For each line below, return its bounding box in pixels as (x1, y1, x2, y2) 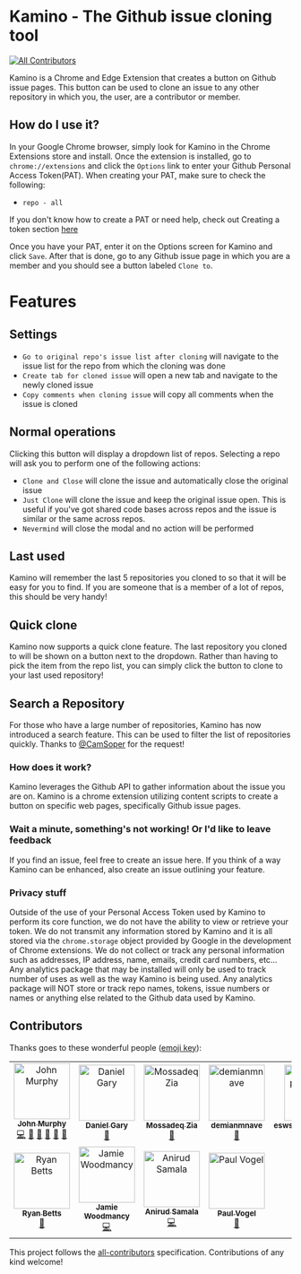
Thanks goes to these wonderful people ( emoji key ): (9, 1042, 202, 1053)
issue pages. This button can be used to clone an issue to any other (9, 82, 260, 92)
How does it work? (9, 760, 92, 773)
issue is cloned (21, 398, 78, 409)
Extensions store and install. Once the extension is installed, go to (9, 151, 252, 161)
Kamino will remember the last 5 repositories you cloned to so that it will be (9, 572, 287, 584)
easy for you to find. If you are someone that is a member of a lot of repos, (9, 582, 285, 593)
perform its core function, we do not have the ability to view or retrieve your (9, 916, 288, 927)
